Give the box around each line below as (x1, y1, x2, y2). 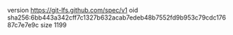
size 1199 (40, 21, 67, 29)
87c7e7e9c (7, 21, 39, 29)
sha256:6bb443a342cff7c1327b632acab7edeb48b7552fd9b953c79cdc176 (7, 13, 227, 22)
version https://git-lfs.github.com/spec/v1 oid (7, 6, 139, 14)
